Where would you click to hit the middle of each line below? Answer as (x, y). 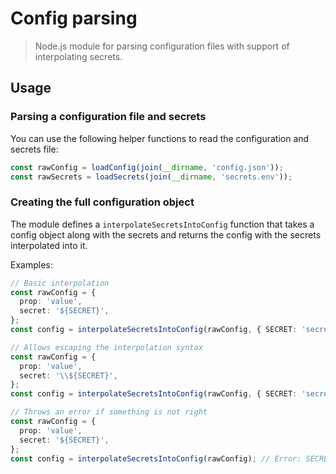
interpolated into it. (49, 245)
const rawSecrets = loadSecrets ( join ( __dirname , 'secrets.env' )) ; (151, 177)
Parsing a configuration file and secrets (108, 117)
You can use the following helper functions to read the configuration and (160, 138)
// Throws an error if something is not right (109, 412)
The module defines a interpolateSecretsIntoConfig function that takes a (162, 224)
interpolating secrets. (78, 56)
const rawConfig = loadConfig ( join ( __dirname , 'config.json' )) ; (147, 167)
